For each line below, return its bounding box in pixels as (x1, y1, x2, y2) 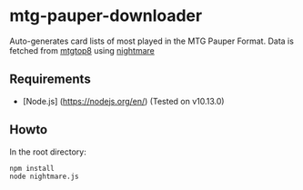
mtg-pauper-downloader (9, 5, 203, 26)
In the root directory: (9, 146, 86, 157)
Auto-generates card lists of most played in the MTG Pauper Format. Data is (9, 35, 294, 46)
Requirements (9, 72, 91, 87)
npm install (9, 164, 55, 173)
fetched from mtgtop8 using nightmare (9, 45, 155, 55)
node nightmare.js (9, 172, 79, 181)
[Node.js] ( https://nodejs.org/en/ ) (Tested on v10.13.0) (22, 95, 225, 106)
